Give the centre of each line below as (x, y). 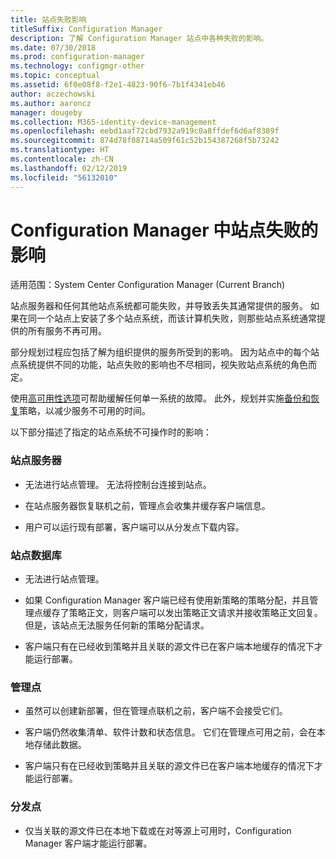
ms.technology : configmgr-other (77, 66)
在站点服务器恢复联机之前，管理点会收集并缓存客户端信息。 (147, 505)
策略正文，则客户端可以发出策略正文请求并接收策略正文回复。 (195, 613)
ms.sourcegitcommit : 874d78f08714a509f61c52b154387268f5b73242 (145, 141)
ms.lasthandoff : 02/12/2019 (69, 168)
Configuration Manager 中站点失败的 (164, 230)
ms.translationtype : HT (60, 150)
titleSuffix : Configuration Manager (86, 29)
